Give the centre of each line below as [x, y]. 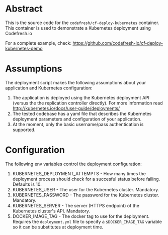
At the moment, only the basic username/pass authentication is [78, 124]
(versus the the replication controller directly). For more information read [88, 103]
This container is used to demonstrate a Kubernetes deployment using [78, 28]
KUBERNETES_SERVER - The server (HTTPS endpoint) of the [76, 205]
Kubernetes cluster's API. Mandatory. [51, 211]
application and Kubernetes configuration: [49, 88]
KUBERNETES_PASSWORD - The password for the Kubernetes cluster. [86, 195]
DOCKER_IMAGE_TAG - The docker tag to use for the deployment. [81, 216]
